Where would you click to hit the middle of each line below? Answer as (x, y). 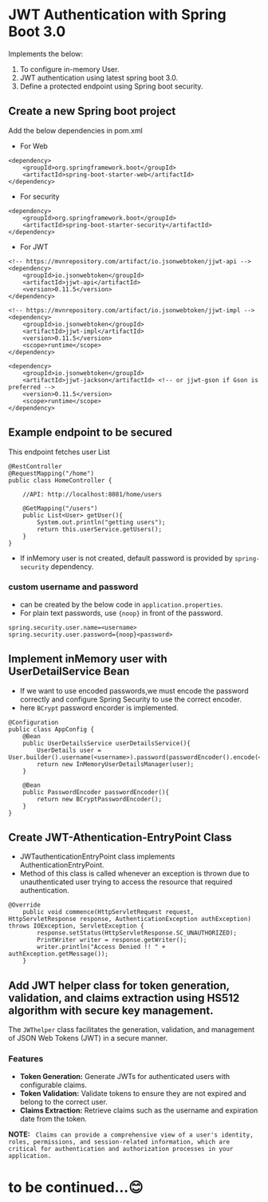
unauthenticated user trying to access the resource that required (126, 882)
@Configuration (33, 722)
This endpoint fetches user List (59, 452)
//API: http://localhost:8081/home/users (92, 494)
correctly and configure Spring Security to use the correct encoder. (130, 699)
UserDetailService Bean (69, 672)
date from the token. (53, 1118)
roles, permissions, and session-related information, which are (119, 1142)
